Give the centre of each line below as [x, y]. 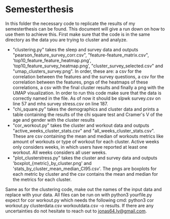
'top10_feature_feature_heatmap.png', [52, 60]
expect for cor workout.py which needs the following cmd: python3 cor [80, 200]
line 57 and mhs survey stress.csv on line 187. [60, 103]
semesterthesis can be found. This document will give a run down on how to [85, 29]
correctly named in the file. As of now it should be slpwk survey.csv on [87, 98]
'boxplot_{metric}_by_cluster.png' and [52, 163]
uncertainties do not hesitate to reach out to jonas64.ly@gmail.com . [76, 211]
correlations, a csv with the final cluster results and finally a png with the [88, 87]
